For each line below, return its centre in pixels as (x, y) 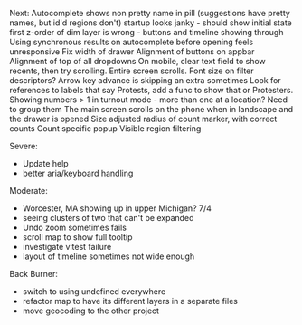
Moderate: (28, 191)
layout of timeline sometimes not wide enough (109, 256)
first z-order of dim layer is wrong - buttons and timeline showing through (146, 32)
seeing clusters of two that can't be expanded (108, 218)
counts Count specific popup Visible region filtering (105, 129)
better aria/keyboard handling (78, 173)
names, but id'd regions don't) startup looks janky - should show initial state (151, 23)
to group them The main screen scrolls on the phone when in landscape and (151, 109)
